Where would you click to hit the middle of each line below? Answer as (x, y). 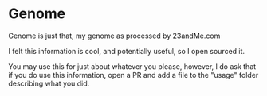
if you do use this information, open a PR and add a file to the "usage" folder (133, 75)
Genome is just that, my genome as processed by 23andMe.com (114, 36)
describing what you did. (49, 83)
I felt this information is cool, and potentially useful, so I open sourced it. (127, 51)
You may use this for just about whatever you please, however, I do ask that (132, 66)
